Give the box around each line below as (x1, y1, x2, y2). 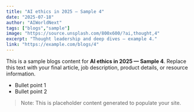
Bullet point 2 (14, 88, 47, 95)
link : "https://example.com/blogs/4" (6, 42, 99, 48)
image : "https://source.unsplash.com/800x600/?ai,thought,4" (6, 31, 160, 37)
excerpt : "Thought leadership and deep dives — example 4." (6, 36, 158, 42)
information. (6, 70, 36, 77)
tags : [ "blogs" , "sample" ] (6, 25, 70, 31)
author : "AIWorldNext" (6, 19, 62, 25)
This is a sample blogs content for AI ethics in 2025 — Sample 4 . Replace (6, 57, 186, 65)
